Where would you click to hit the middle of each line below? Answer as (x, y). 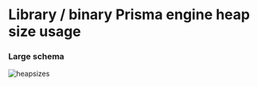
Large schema (37, 57)
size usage (45, 31)
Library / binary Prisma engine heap (129, 15)
